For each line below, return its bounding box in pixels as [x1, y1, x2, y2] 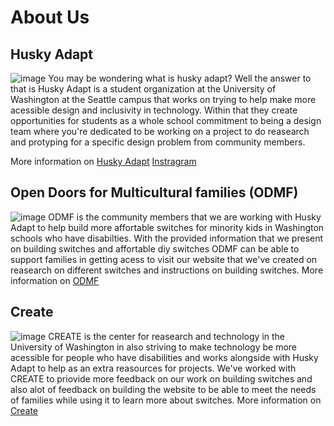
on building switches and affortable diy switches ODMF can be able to [10, 242, 300, 255]
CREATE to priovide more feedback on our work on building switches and [10, 372, 313, 385]
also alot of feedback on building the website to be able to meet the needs [10, 383, 317, 395]
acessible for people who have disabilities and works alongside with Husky [10, 351, 319, 363]
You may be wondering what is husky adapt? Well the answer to [48, 72, 312, 84]
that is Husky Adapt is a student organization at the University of [10, 83, 277, 95]
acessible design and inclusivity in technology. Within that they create [10, 104, 298, 116]
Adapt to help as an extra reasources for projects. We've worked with [10, 362, 297, 374]
